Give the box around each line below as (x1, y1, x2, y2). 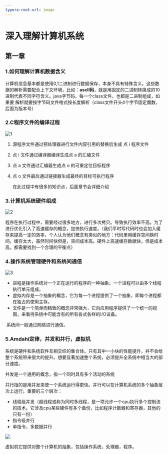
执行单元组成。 (12, 286, 43, 292)
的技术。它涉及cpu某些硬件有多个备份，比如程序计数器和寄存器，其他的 (12, 404, 161, 410)
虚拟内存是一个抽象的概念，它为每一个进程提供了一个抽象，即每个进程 (12, 292, 157, 298)
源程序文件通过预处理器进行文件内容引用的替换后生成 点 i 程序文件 (12, 141, 149, 147)
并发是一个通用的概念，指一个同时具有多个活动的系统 (5, 371, 115, 377)
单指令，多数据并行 (12, 423, 52, 429)
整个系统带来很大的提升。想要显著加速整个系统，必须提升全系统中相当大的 (5, 354, 158, 360)
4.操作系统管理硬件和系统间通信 (5, 258, 82, 265)
